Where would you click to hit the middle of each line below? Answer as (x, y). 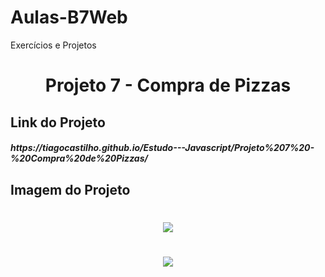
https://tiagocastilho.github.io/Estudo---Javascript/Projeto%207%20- (162, 148)
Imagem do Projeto (70, 189)
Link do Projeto (58, 122)
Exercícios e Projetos (53, 45)
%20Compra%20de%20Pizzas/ (79, 158)
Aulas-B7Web (69, 17)
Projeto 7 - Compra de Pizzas (168, 85)
